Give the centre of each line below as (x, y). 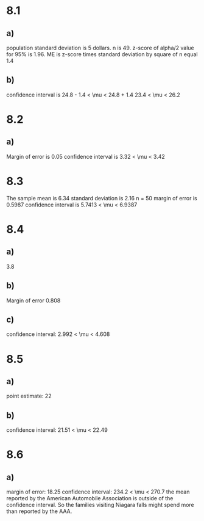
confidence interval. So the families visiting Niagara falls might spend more (100, 505)
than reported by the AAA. (39, 511)
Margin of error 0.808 (33, 301)
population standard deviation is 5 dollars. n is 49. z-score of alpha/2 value (100, 48)
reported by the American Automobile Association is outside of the (90, 498)
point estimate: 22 (29, 396)
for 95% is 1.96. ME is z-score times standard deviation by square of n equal (102, 54)
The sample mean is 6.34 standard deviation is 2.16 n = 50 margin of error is (102, 198)
